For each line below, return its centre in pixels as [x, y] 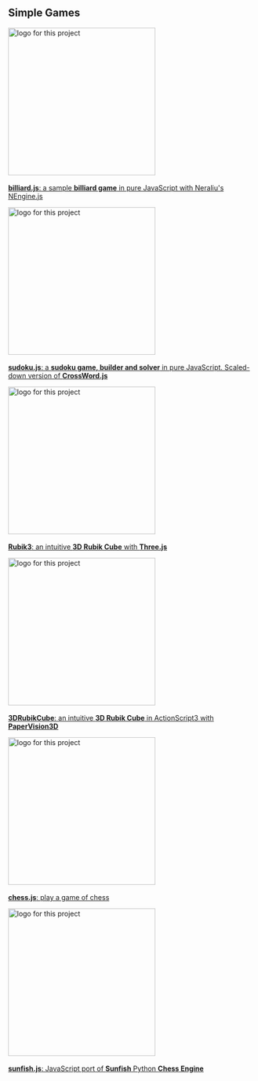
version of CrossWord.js [68, 375]
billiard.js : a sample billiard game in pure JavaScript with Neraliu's [116, 187]
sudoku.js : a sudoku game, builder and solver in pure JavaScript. [116, 367]
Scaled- [237, 367]
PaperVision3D [33, 726]
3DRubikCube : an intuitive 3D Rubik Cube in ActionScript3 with [111, 718]
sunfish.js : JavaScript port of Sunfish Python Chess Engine [106, 1068]
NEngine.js [25, 196]
